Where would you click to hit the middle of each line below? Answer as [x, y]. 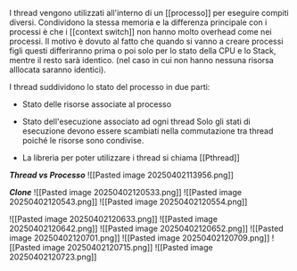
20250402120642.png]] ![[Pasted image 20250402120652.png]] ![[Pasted [146, 228]
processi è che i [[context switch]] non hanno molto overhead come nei [140, 32]
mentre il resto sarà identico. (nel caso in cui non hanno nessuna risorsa [141, 60]
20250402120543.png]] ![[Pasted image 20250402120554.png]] [128, 201]
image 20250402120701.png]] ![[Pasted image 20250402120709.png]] [140, 238]
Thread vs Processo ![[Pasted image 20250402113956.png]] [122, 175]
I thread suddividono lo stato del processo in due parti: [110, 87]
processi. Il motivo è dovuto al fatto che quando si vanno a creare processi [146, 41]
